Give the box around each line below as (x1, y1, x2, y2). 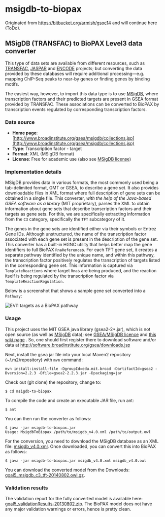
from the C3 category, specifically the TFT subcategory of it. (5, 216, 126, 222)
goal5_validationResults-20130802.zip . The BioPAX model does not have (5, 501, 153, 507)
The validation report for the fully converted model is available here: (5, 495, 143, 501)
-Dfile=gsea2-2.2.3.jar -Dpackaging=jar (38, 370, 122, 375)
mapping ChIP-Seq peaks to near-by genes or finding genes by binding (5, 75, 150, 82)
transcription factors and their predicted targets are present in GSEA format (5, 96, 159, 102)
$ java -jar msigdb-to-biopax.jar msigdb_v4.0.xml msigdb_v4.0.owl (5, 458, 147, 463)
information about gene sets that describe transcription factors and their (5, 206, 152, 212)
